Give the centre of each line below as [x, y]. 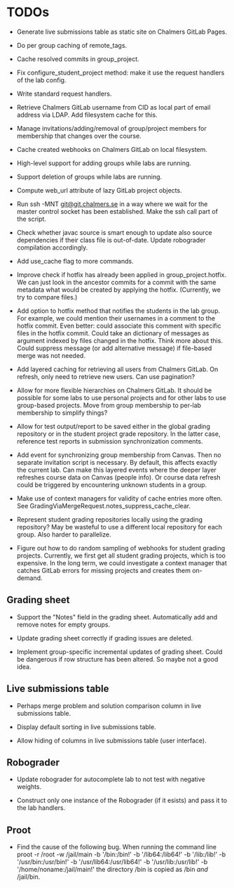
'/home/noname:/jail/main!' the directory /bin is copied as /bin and [112, 870]
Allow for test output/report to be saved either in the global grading [113, 426]
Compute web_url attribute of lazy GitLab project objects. [99, 190]
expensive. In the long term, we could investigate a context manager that [122, 562]
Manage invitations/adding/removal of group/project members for [112, 128]
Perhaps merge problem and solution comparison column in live [109, 706]
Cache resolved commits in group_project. [78, 59]
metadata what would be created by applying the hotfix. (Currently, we [119, 290]
